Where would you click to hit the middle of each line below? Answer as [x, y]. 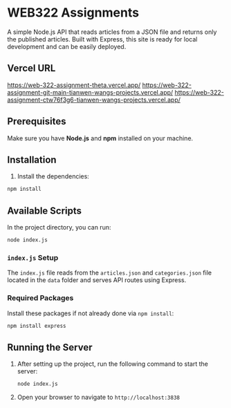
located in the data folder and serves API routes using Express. [97, 280]
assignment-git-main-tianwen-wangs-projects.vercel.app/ [90, 92]
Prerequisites [37, 121]
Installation [32, 159]
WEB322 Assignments [73, 13]
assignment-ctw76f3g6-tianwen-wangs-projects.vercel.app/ [94, 100]
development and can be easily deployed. [67, 46]
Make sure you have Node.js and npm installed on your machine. [100, 138]
